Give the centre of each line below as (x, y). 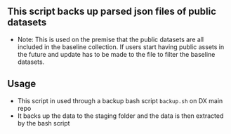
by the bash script (44, 123)
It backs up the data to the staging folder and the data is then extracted (120, 116)
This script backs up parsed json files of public (112, 12)
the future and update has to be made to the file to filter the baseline (116, 54)
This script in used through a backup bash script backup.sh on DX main (120, 100)
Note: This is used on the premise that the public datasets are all (111, 39)
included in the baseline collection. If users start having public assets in (121, 47)
